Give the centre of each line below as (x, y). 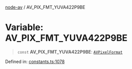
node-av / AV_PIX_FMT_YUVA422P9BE (45, 7)
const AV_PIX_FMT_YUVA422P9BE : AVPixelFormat (70, 51)
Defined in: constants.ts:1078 (35, 61)
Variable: (24, 27)
